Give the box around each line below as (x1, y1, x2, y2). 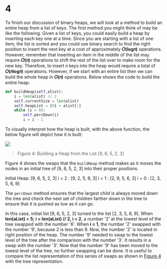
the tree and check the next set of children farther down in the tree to (5, 195, 148, 201)
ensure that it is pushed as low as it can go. (5, 201, 94, 207)
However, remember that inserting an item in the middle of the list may (5, 51, 150, 57)
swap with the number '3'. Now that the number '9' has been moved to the (5, 242, 158, 248)
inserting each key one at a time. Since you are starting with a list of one (5, 35, 154, 41)
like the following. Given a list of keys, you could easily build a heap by (5, 30, 150, 36)
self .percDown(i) (23, 112, 59, 117)
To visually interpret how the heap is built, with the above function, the (5, 126, 150, 132)
